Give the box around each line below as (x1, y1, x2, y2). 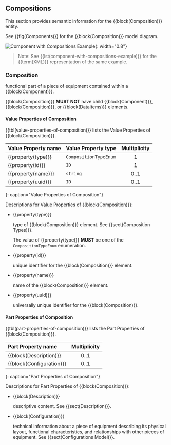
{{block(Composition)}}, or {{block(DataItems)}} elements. (5, 104, 129, 110)
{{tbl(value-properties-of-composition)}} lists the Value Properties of (5, 127, 151, 133)
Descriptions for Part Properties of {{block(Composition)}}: (5, 383, 130, 390)
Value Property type (66, 145, 117, 152)
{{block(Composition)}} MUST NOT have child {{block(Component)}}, (5, 99, 153, 105)
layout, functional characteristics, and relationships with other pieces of (12, 429, 164, 435)
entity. (5, 23, 19, 29)
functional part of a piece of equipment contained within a (5, 83, 128, 89)
